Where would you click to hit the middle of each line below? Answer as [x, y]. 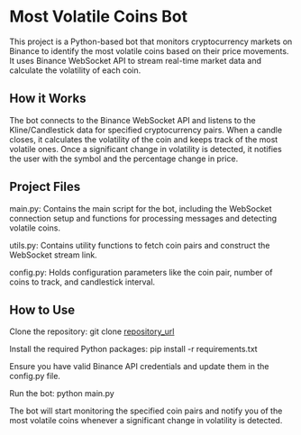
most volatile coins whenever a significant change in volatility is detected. [146, 421]
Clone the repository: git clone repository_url [92, 331]
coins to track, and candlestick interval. [82, 282]
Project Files [45, 187]
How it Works [48, 99]
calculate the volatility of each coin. [75, 70]
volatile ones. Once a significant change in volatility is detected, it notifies [146, 149]
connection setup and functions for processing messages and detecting [143, 218]
